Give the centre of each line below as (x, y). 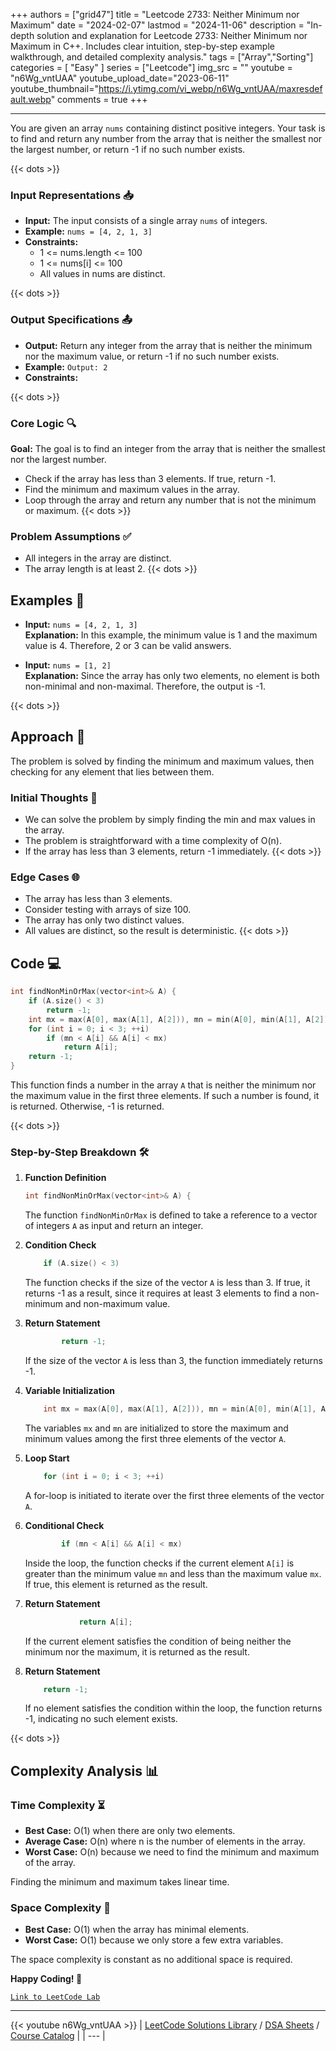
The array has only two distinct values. (104, 920)
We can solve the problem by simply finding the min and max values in (170, 820)
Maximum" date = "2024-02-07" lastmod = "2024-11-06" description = (157, 25)
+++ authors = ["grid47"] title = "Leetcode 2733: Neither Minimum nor (155, 14)
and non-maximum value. (117, 1304)
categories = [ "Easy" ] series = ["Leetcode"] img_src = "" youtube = (151, 67)
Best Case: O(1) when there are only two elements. (130, 1831)
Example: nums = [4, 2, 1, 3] (88, 231)
